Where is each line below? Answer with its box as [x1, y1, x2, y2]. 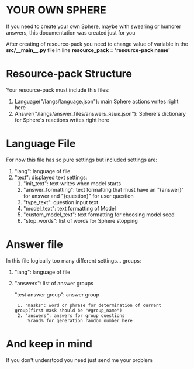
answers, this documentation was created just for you [6, 29, 136, 36]
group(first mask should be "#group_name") [14, 308, 123, 313]
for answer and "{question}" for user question [23, 192, 134, 199]
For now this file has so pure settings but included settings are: [6, 156, 158, 163]
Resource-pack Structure [6, 67, 133, 81]
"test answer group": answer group [14, 291, 100, 298]
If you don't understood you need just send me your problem [6, 356, 153, 363]
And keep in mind [6, 337, 92, 350]
